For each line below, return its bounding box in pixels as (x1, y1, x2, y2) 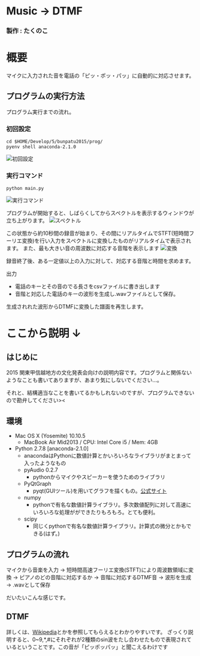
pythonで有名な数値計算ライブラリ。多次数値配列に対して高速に (32, 501, 192, 509)
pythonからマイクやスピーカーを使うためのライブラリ (32, 473, 166, 480)
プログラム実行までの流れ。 (6, 108, 75, 115)
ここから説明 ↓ (6, 327, 81, 340)
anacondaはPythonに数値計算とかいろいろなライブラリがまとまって (23, 452, 192, 459)
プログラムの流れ (6, 549, 69, 560)
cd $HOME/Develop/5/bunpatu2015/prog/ (6, 139, 103, 145)
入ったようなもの (23, 459, 66, 467)
